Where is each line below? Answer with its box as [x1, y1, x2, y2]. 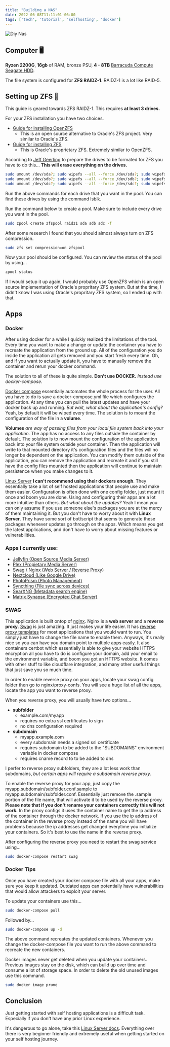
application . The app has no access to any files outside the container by [5, 430, 156, 436]
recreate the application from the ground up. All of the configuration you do [5, 347, 162, 353]
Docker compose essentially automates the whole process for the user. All [5, 388, 160, 394]
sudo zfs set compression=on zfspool [5, 245, 85, 250]
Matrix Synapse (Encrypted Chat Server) [12, 594, 98, 600]
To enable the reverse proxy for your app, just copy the [5, 780, 120, 786]
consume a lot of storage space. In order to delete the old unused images [5, 967, 158, 973]
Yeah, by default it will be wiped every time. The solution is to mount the [5, 409, 156, 416]
